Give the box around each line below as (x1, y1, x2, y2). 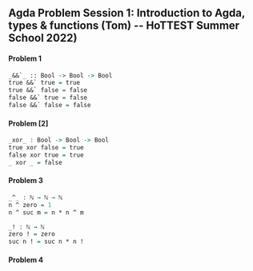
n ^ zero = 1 (8, 201, 52, 209)
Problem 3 (8, 176, 44, 185)
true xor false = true (8, 144, 84, 152)
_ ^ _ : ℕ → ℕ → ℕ (8, 193, 62, 201)
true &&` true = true (8, 79, 81, 87)
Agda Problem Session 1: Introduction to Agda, (8, 6, 246, 20)
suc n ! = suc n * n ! (8, 237, 84, 246)
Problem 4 (8, 255, 44, 265)
